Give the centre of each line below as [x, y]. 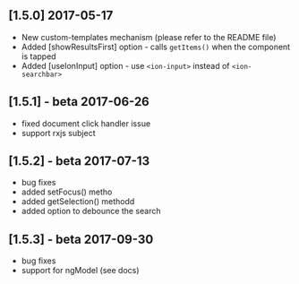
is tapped [38, 56]
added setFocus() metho [67, 192]
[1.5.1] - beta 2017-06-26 [79, 102]
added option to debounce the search [91, 211]
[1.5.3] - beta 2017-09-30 [81, 239]
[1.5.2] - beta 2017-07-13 [79, 161]
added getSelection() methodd [78, 202]
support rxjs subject [58, 133]
